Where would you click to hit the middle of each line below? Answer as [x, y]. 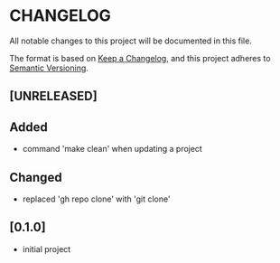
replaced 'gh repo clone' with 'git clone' [96, 199]
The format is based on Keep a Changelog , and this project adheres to [140, 58]
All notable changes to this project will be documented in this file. [131, 41]
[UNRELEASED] [53, 96]
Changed [36, 177]
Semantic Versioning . [49, 68]
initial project [47, 249]
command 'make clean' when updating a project [112, 149]
